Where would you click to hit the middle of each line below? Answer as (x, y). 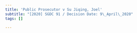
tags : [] (14, 18)
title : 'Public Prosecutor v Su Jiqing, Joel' (54, 9)
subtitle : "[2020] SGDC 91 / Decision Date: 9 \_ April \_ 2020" (69, 14)
